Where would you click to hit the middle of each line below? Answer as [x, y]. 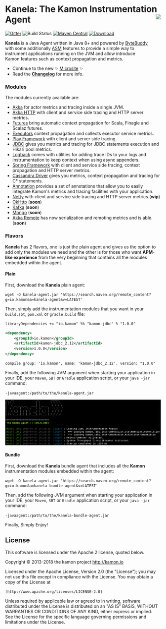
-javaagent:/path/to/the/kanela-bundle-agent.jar [57, 515]
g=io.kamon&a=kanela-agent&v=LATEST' [44, 299]
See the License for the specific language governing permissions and [76, 617]
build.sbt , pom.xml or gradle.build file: [45, 314]
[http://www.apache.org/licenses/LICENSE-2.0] [54, 592]
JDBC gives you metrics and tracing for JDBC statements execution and [85, 144]
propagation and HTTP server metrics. [51, 171]
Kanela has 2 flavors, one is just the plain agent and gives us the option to [81, 247]
